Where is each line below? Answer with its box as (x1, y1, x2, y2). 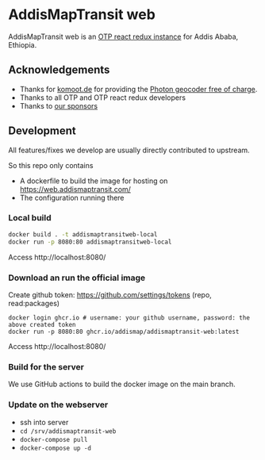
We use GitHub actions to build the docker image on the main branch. (8, 379, 236, 389)
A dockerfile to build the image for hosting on (19, 176, 168, 186)
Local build (8, 213, 52, 224)
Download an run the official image (8, 272, 146, 283)
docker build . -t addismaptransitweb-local (8, 230, 158, 239)
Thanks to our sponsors (19, 101, 98, 110)
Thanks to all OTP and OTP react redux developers (19, 93, 186, 102)
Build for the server (8, 361, 85, 372)
